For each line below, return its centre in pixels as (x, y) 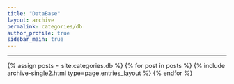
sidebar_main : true (36, 40)
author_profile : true (39, 33)
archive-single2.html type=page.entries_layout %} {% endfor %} (100, 73)
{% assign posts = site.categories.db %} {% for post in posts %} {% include (116, 66)
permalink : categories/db (45, 26)
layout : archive (31, 20)
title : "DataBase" (34, 14)
